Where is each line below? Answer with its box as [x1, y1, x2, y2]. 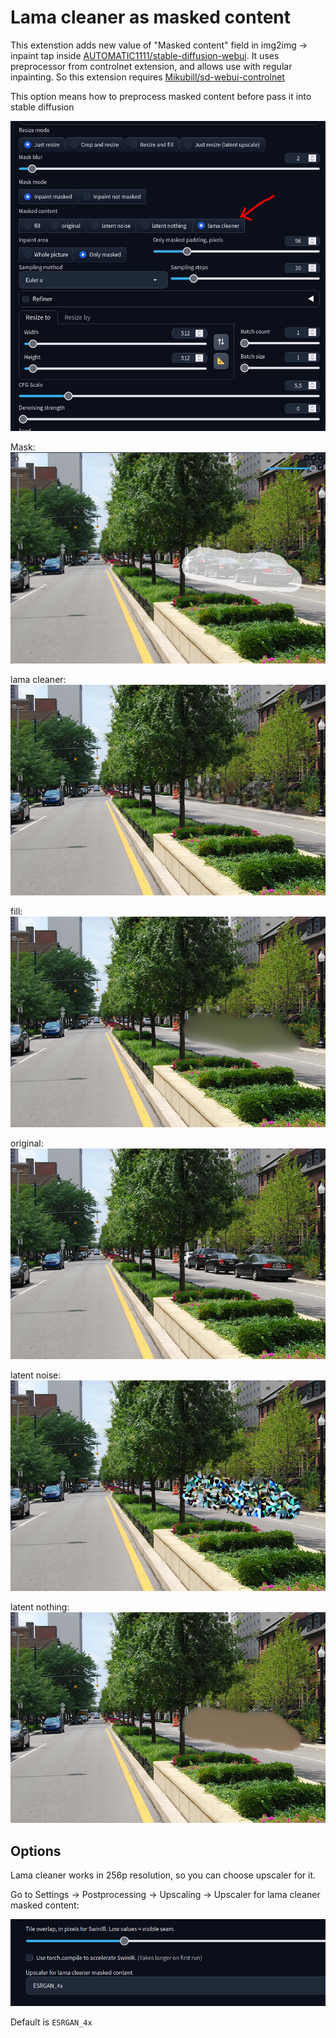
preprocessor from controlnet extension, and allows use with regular [10, 60, 293, 72]
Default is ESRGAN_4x [10, 2016, 93, 2028]
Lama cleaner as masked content [10, 6, 291, 29]
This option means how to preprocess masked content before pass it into [10, 90, 312, 102]
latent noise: [10, 1369, 62, 1381]
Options [10, 1842, 62, 1860]
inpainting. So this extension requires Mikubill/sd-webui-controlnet [10, 71, 285, 83]
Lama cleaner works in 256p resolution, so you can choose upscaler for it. [10, 1869, 317, 1881]
